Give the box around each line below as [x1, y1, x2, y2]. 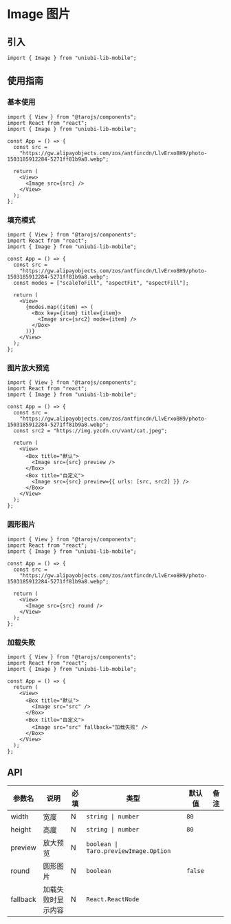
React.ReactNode [86, 895, 140, 903]
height [10, 825, 32, 834]
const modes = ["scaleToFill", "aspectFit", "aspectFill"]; [13, 279, 189, 286]
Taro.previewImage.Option [86, 847, 171, 855]
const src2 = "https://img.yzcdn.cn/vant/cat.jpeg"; [13, 428, 168, 434]
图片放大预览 [7, 363, 50, 372]
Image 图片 [7, 6, 71, 22]
